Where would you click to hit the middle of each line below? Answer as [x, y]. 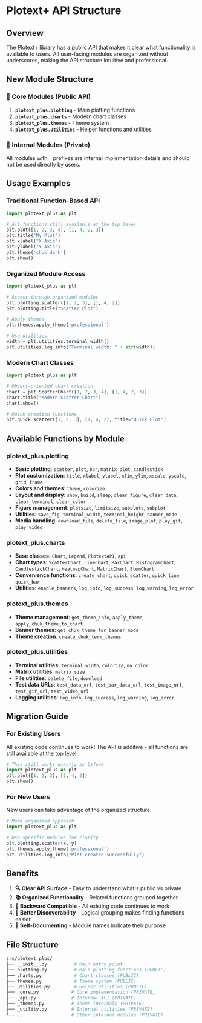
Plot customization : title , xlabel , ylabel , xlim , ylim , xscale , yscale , [100, 475]
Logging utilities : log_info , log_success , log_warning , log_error [95, 697]
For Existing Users [34, 734]
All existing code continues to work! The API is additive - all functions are [97, 747]
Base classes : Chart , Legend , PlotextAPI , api [70, 556]
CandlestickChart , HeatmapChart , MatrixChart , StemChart [85, 569]
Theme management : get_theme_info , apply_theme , [79, 617]
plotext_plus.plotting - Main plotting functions [75, 110]
